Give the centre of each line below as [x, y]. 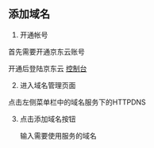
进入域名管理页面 [48, 85]
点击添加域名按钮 [48, 119]
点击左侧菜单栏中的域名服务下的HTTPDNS [77, 102]
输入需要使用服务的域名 [58, 135]
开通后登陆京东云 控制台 [48, 68]
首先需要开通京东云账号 [46, 51]
